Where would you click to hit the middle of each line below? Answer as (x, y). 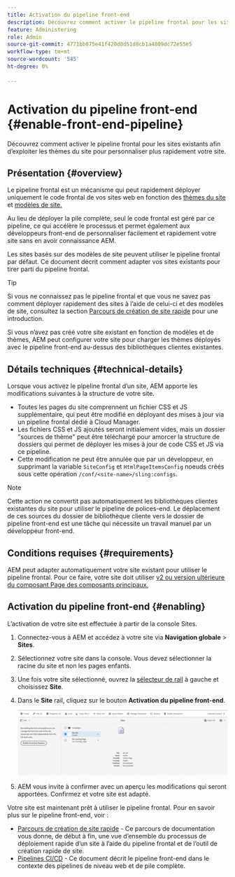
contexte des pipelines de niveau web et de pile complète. (101, 866)
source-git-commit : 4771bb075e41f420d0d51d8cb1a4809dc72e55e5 (100, 44)
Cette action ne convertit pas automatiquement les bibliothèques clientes (113, 502)
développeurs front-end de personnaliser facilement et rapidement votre (112, 233)
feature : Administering (42, 29)
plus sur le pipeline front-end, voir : (58, 815)
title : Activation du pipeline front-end (69, 15)
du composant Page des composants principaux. (78, 585)
